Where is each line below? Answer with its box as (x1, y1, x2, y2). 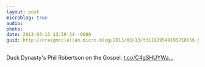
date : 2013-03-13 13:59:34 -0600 (6, 32, 92, 38)
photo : (6, 26, 23, 32)
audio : (6, 20, 23, 26)
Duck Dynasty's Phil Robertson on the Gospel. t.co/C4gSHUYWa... (6, 54, 174, 61)
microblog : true (6, 15, 48, 21)
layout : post (6, 9, 40, 15)
